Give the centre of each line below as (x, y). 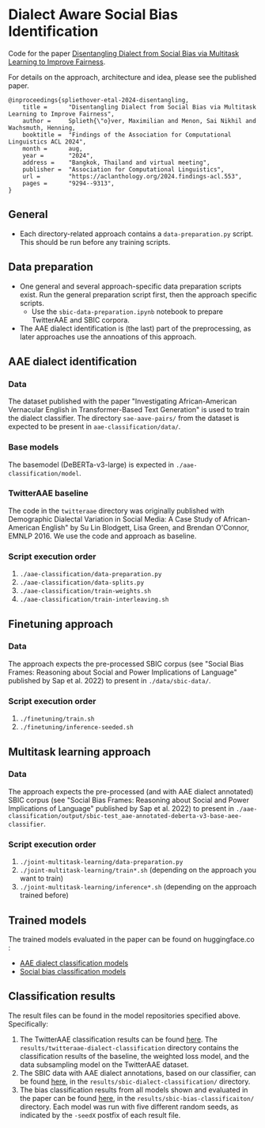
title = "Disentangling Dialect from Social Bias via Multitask (140, 107)
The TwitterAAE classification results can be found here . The (118, 1039)
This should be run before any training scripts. (95, 242)
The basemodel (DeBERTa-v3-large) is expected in (91, 465)
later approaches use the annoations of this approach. (108, 336)
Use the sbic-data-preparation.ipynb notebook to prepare (127, 312)
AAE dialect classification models (74, 963)
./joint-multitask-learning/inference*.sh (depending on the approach (138, 887)
